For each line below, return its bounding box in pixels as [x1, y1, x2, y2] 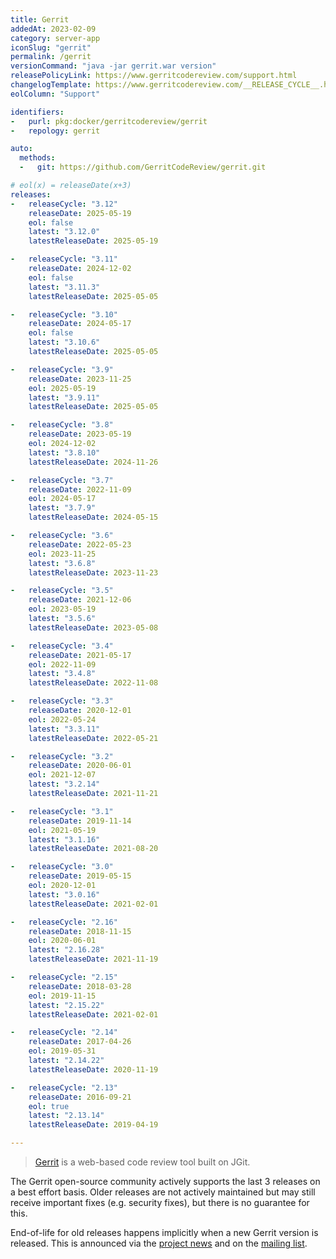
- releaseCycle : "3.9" [10, 364, 114, 375]
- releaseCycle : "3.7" [10, 475, 114, 485]
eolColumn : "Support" [10, 89, 101, 99]
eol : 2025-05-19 [28, 383, 97, 393]
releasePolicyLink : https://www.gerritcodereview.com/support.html [10, 71, 298, 81]
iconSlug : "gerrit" [10, 42, 92, 53]
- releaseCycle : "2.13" [10, 1082, 118, 1093]
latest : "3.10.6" [28, 337, 101, 348]
